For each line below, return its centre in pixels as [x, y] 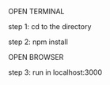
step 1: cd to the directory [50, 26]
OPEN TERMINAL [36, 11]
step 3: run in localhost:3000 [55, 72]
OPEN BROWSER [36, 57]
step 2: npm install [38, 42]
